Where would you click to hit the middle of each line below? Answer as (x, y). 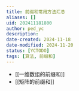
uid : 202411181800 (29, 23)
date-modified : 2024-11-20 (40, 45)
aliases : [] (21, 17)
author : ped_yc (25, 28)
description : (22, 34)
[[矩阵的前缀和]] (35, 81)
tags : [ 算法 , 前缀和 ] (31, 56)
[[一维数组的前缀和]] (40, 74)
